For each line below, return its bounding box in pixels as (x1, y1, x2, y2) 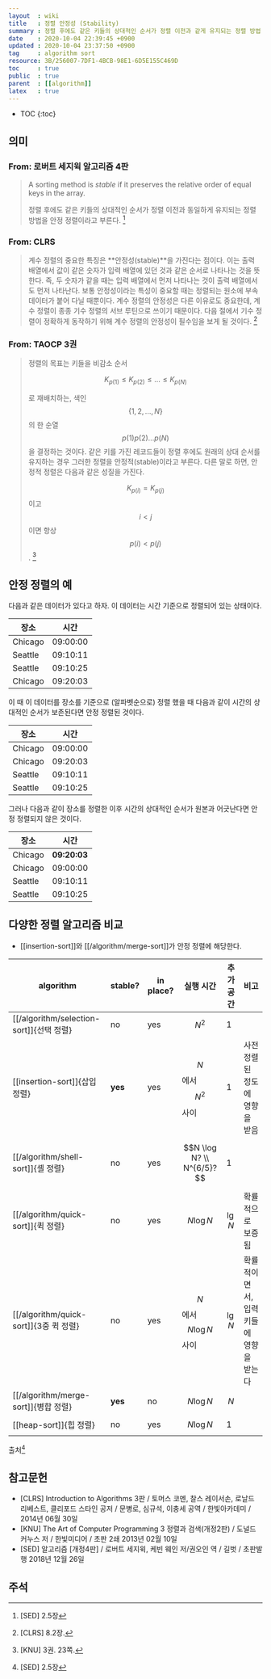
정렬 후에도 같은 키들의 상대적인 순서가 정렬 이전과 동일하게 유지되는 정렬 (27, 205, 256, 215)
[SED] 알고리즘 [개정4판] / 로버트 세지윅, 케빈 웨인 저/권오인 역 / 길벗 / (19, 1544, 242, 1554)
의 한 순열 (27, 419, 59, 429)
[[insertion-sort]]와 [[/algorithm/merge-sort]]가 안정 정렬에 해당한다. (19, 940, 242, 950)
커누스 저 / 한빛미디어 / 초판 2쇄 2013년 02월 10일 (19, 1534, 177, 1544)
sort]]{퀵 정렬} (12, 1220, 65, 1231)
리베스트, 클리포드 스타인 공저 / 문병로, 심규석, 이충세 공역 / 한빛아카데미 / (19, 1504, 252, 1513)
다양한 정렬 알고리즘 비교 (8, 918, 123, 932)
